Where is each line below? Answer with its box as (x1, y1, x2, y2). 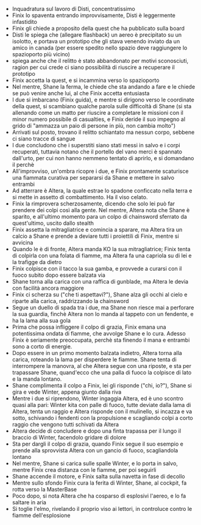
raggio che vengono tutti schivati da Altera (12, 421, 119, 428)
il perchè (12, 161, 35, 168)
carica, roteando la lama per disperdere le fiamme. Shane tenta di (12, 356, 177, 363)
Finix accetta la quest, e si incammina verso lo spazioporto (12, 76, 160, 84)
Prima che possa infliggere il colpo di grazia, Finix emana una (12, 323, 166, 331)
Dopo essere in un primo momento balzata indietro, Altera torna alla (12, 350, 183, 356)
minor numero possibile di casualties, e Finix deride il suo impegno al (12, 116, 186, 123)
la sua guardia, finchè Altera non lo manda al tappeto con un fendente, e (12, 310, 194, 317)
